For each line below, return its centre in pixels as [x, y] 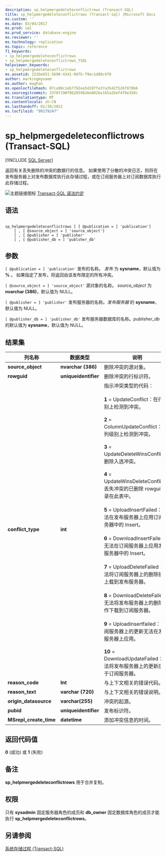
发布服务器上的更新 [136, 666]
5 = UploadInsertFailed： [133, 510]
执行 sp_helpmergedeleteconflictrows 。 [47, 818]
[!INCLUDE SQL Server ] [29, 160]
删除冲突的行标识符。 [128, 377]
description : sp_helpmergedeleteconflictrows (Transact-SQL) [69, 10]
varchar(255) [77, 701]
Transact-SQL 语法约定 [61, 193]
